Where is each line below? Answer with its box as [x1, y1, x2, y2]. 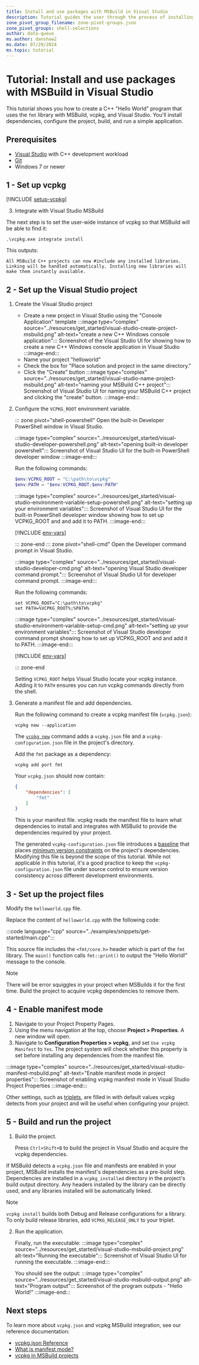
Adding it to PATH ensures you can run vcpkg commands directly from [14, 682, 184, 689]
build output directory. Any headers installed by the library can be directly [6, 1181, 186, 1188]
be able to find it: [6, 225, 47, 232]
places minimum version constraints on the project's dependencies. [14, 847, 181, 854]
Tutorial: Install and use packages [6, 72, 176, 86]
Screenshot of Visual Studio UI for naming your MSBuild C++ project [23, 387, 191, 394]
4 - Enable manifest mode [6, 1004, 104, 1014]
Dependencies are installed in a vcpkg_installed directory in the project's [6, 1174, 185, 1181]
